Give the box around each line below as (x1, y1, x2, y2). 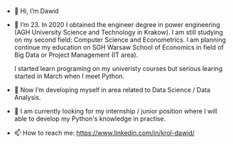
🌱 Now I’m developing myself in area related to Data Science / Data (13, 86, 211, 94)
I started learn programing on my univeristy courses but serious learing (13, 65, 223, 72)
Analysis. (13, 93, 41, 101)
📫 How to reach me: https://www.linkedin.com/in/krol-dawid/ (13, 128, 195, 137)
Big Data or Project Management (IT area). (13, 50, 139, 59)
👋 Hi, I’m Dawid (13, 7, 59, 15)
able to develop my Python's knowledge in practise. (13, 114, 166, 123)
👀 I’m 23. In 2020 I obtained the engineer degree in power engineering (13, 21, 220, 28)
